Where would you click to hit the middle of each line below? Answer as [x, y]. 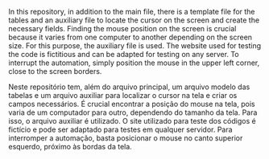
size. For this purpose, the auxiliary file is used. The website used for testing [135, 46]
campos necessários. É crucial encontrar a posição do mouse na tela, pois [132, 104]
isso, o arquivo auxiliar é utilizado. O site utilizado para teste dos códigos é [132, 121]
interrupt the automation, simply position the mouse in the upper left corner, [134, 63]
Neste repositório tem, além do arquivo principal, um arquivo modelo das [129, 87]
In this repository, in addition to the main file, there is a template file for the [132, 12]
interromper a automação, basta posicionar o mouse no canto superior [126, 138]
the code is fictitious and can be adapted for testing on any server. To [124, 54]
